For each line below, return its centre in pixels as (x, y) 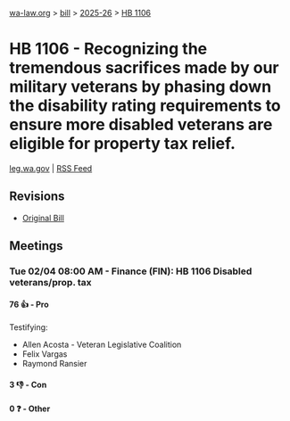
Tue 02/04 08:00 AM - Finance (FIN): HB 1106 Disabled (131, 271)
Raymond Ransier (54, 364)
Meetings (37, 246)
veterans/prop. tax (50, 283)
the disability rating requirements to (145, 106)
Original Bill (43, 218)
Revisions (37, 197)
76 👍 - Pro (29, 304)
